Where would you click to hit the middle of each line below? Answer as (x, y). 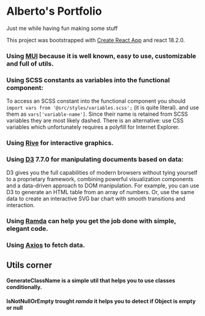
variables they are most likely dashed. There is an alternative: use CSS (95, 121)
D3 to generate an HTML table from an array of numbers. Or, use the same (100, 192)
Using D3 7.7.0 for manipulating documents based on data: (95, 159)
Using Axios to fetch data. (46, 245)
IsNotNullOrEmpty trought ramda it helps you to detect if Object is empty (101, 301)
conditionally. (24, 287)
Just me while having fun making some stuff (62, 28)
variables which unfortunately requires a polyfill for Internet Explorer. (93, 127)
